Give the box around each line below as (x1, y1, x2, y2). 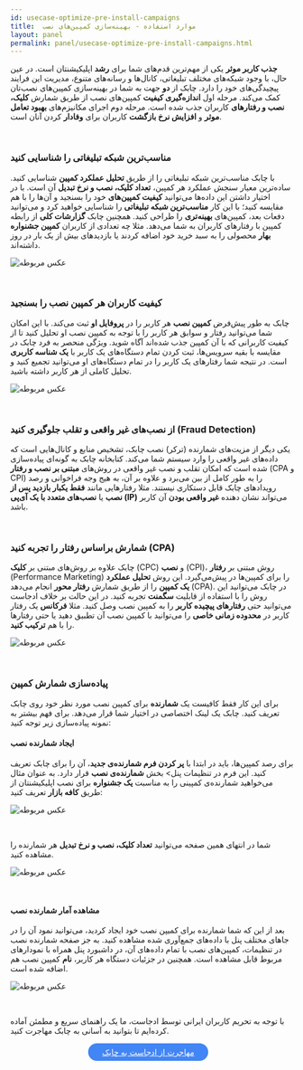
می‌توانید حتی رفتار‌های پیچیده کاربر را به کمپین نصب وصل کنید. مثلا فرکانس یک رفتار (10, 601, 292, 611)
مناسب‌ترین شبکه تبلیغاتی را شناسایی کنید (10, 151, 171, 164)
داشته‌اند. (10, 239, 41, 250)
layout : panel (10, 30, 64, 39)
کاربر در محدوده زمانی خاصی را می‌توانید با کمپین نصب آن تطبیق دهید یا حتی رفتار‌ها (10, 610, 289, 620)
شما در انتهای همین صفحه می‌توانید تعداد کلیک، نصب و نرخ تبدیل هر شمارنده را (10, 838, 271, 850)
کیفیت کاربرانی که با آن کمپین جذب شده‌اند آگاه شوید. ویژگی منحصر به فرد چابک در (10, 336, 289, 347)
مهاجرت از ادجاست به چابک (101, 1046, 195, 1058)
